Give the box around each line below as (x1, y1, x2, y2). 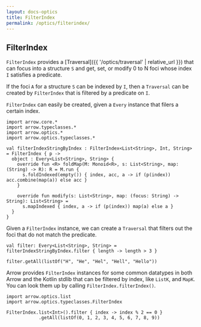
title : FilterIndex (6, 14, 55, 21)
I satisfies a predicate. (6, 71, 62, 78)
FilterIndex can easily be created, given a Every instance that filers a (6, 101, 179, 109)
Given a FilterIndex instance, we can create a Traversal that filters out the (6, 224, 193, 232)
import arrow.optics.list (6, 294, 71, 300)
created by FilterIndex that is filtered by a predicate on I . (6, 89, 150, 97)
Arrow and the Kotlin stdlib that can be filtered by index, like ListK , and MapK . (6, 276, 196, 283)
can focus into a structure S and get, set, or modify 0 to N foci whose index (6, 65, 192, 72)
